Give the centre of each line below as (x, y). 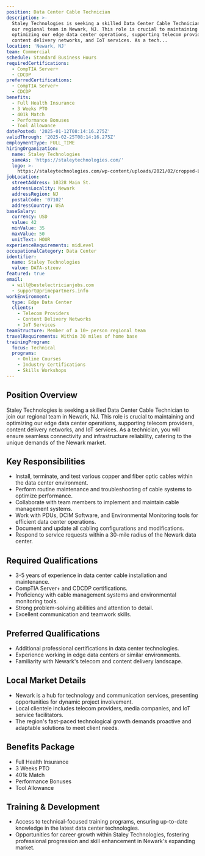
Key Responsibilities (46, 462)
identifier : (21, 257)
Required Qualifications (52, 560)
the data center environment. (52, 483)
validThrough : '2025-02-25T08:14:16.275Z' (61, 137)
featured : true (26, 274)
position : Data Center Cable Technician (59, 12)
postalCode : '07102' (38, 199)
